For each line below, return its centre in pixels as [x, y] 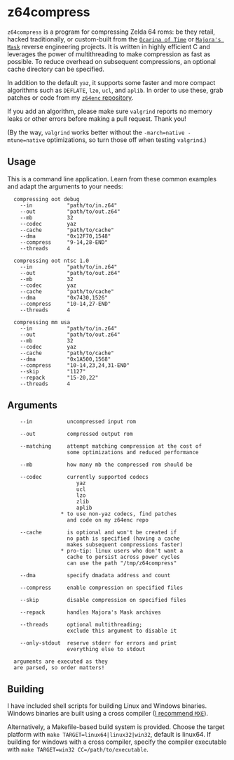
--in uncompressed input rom [78, 421]
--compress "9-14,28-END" [64, 242]
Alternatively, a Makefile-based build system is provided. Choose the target [116, 727]
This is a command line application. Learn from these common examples [112, 179]
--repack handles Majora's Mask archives [90, 612]
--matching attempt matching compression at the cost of [111, 446]
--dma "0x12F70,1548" [66, 236]
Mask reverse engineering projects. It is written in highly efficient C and [109, 46]
